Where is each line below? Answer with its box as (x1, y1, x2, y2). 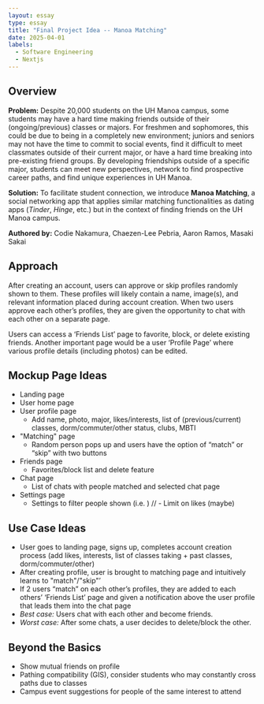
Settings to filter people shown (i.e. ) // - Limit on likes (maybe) (31, 498, 235, 508)
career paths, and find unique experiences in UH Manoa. (8, 173, 192, 182)
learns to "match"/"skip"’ (19, 576, 101, 586)
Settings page (19, 490, 65, 500)
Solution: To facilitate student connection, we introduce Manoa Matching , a (8, 188, 256, 197)
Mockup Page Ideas (8, 368, 108, 382)
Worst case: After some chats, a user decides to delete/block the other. (19, 618, 252, 628)
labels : (8, 41, 34, 49)
